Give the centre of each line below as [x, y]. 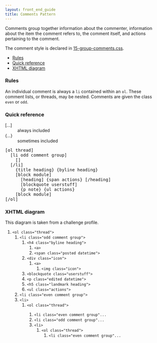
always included [34, 131]
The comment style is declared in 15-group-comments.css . [65, 48]
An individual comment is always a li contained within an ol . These [73, 91]
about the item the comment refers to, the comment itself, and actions [75, 33]
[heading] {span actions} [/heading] [66, 180]
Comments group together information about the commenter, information [79, 28]
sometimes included [38, 141]
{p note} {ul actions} [47, 190]
